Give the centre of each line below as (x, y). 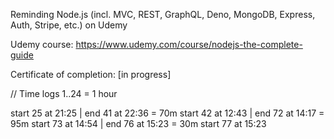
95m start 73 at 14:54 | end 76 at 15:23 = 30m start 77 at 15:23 (138, 123)
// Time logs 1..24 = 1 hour (64, 93)
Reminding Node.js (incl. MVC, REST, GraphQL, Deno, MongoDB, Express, (163, 14)
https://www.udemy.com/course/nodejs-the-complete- (189, 44)
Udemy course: (42, 44)
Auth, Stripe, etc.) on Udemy (69, 25)
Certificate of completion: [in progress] (91, 74)
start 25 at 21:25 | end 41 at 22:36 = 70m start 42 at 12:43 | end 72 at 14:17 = (167, 113)
